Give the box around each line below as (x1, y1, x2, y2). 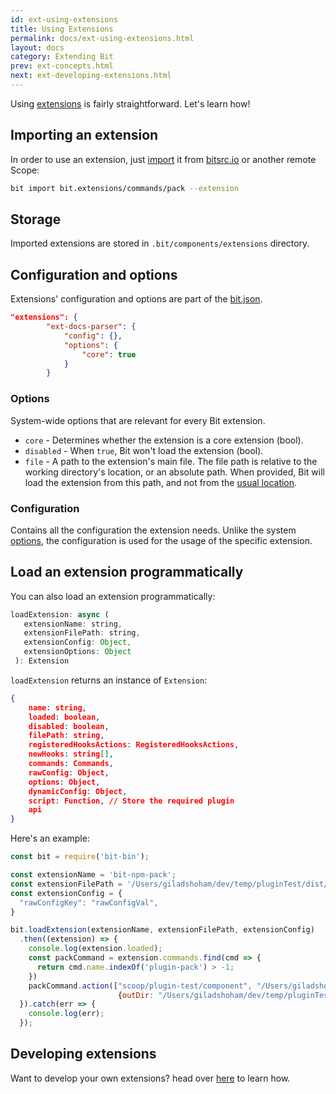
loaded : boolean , (28, 712, 101, 722)
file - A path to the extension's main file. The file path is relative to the (24, 455, 318, 467)
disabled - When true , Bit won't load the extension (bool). (24, 444, 264, 456)
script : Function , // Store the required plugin (28, 796, 235, 806)
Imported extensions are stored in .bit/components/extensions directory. (10, 237, 310, 250)
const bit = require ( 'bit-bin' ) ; (10, 852, 150, 862)
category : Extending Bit (10, 52, 114, 62)
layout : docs (10, 42, 65, 53)
